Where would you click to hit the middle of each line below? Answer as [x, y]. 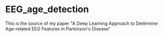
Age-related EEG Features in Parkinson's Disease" [58, 28]
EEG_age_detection [47, 9]
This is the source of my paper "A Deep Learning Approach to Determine [81, 23]
